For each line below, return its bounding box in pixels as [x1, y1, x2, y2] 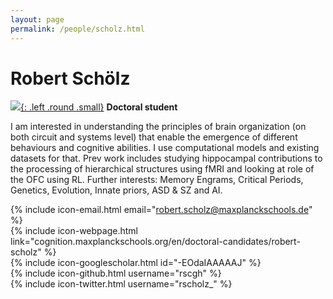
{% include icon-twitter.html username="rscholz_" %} [10, 278, 233, 290]
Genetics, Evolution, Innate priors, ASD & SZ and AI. [10, 184, 223, 196]
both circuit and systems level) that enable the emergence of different [10, 131, 298, 143]
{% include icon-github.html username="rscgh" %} [10, 267, 222, 280]
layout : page [10, 14, 65, 25]
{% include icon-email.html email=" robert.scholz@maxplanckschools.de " [10, 204, 313, 216]
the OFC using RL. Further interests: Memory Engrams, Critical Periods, [10, 174, 304, 186]
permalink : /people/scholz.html [10, 24, 145, 34]
